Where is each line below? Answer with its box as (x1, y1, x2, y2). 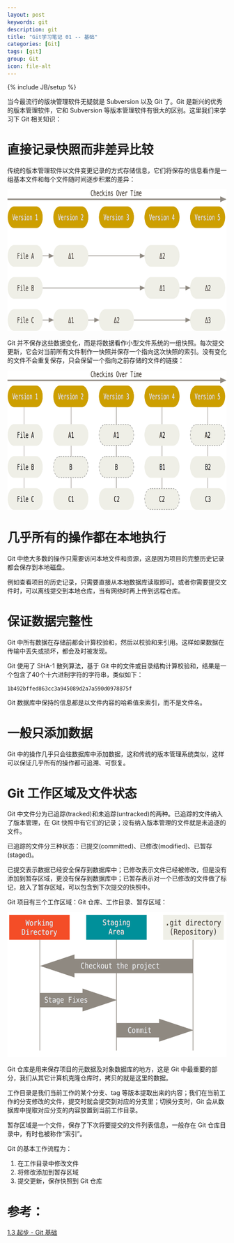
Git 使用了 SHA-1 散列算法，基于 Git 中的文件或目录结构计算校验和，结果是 (7, 661, 221, 670)
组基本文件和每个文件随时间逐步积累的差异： (7, 175, 136, 183)
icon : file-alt (7, 63, 52, 70)
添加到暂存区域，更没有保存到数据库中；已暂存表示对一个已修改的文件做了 (7, 874, 221, 883)
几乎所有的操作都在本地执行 (7, 529, 166, 545)
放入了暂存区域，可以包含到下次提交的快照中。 (19, 883, 154, 892)
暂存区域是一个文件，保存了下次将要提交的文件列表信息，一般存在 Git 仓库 (7, 1121, 221, 1129)
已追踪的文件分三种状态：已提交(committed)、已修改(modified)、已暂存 (7, 842, 212, 851)
